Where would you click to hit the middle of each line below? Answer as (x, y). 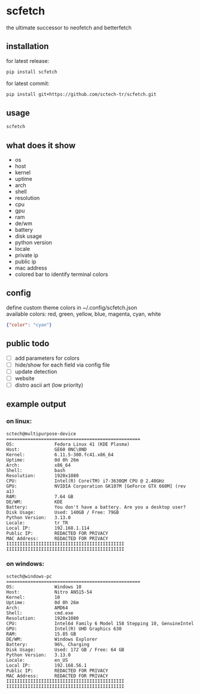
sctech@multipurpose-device (41, 434)
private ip (27, 255)
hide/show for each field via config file (62, 365)
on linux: (19, 422)
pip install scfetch (32, 72)
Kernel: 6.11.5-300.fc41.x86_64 (60, 454)
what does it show (41, 145)
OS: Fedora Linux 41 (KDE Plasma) (68, 444)
